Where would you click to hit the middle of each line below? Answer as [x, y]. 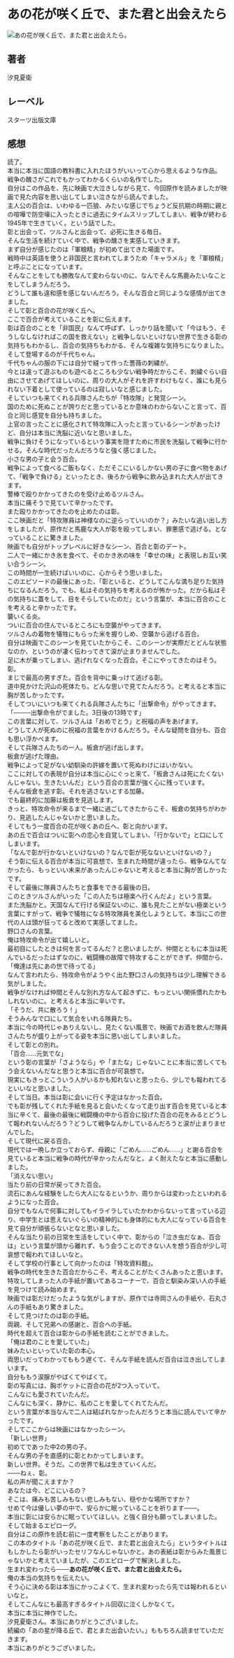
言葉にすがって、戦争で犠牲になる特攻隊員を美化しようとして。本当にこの [114, 914]
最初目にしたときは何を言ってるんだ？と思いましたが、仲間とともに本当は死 [117, 949]
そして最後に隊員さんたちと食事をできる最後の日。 [81, 887]
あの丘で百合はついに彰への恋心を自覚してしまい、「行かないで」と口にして [116, 835]
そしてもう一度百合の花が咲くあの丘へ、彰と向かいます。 [89, 827]
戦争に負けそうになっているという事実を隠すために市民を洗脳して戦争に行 [114, 442]
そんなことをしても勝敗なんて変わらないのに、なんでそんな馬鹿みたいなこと [117, 276]
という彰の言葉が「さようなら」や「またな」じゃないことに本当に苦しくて [114, 1062]
